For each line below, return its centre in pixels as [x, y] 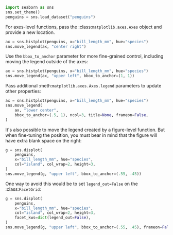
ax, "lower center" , [37, 110]
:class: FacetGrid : [23, 189]
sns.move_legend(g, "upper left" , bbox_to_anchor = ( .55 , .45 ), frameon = [84, 227]
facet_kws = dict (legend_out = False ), [53, 218]
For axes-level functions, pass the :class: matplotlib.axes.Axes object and [84, 27]
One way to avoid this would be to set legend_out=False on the [72, 184]
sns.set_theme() [23, 12]
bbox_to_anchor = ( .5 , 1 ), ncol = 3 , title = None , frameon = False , [82, 115]
